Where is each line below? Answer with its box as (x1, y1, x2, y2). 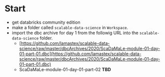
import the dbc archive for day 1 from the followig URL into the (11, 30, 139, 36)
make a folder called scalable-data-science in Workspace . (11, 24, 128, 30)
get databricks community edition (11, 19, 81, 25)
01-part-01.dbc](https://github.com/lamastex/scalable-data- (19, 50, 142, 57)
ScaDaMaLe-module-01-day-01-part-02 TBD (19, 66, 111, 72)
